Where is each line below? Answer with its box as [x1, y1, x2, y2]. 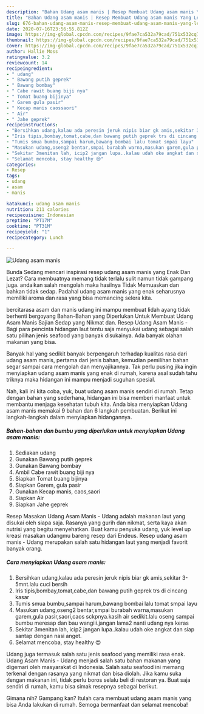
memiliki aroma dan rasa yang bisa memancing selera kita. [6, 294, 153, 301]
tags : [6, 173, 20, 179]
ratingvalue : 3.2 [6, 54, 50, 60]
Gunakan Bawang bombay [15, 462, 82, 469]
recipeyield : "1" [6, 229, 50, 235]
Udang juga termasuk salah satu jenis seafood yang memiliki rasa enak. [6, 650, 185, 657]
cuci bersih [39, 580, 68, 588]
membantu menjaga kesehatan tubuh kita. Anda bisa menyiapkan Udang [6, 400, 188, 408]
